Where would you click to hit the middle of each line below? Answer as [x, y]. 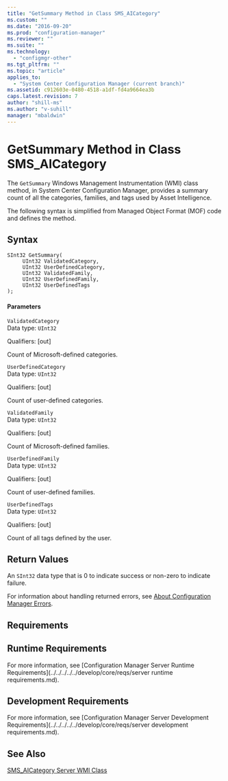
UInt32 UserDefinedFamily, [61, 279]
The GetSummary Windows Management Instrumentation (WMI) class [103, 183]
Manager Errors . [30, 603]
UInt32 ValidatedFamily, [58, 274]
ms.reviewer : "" [30, 39]
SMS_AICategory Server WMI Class [57, 770]
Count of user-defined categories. [55, 400]
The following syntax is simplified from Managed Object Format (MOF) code [114, 211]
